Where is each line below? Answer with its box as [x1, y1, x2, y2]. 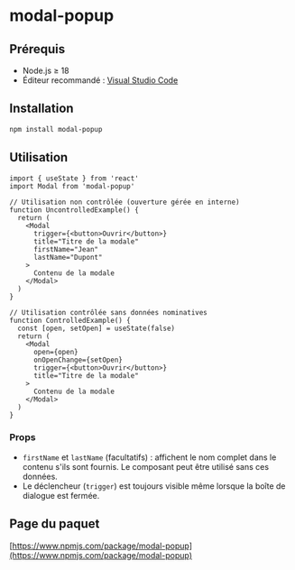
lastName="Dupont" [32, 253, 103, 262]
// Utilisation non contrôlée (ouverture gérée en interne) [9, 198, 241, 207]
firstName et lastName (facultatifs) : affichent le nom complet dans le [22, 452, 277, 463]
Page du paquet [9, 516, 100, 532]
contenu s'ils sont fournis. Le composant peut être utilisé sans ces [22, 461, 269, 472]
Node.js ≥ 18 [22, 65, 69, 76]
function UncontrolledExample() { [9, 205, 140, 215]
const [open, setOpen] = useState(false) [17, 324, 176, 333]
